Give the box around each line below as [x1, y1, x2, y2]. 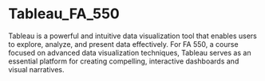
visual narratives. [8, 64, 65, 74]
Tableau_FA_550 [8, 5, 120, 23]
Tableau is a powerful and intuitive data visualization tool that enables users [8, 31, 257, 40]
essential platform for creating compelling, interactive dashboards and [8, 56, 239, 66]
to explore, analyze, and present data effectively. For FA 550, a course [8, 39, 239, 48]
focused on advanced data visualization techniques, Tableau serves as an [8, 48, 251, 57]
